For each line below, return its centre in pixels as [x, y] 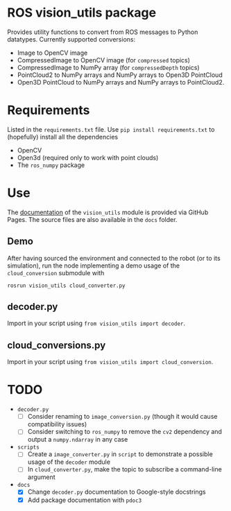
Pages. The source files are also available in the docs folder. [92, 219]
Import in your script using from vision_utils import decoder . [96, 323]
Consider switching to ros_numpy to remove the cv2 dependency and [125, 432]
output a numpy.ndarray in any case [78, 440]
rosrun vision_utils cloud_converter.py [67, 286]
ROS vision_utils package [82, 13]
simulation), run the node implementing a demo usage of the [94, 266]
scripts [28, 448]
